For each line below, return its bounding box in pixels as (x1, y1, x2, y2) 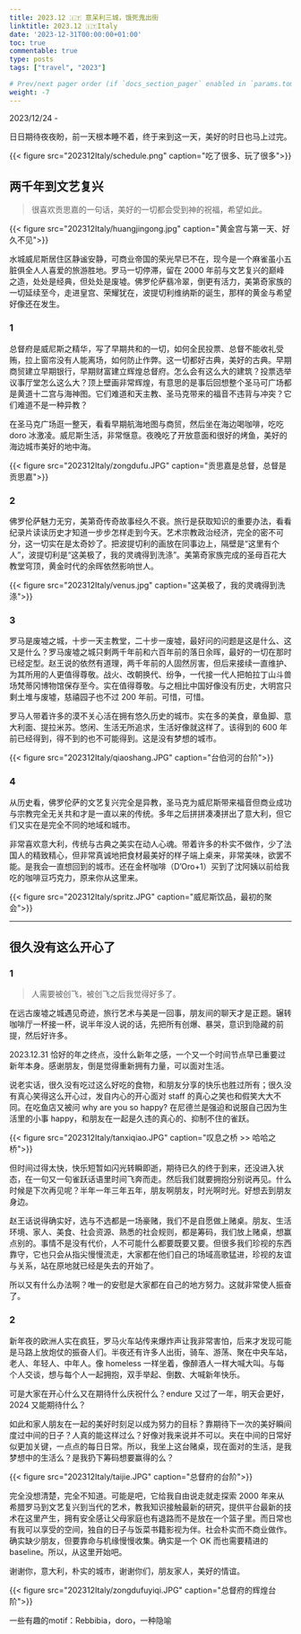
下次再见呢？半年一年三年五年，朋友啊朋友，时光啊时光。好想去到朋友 (32, 1185, 292, 1196)
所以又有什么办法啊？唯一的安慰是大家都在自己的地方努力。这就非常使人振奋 (9, 1279, 292, 1290)
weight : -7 (9, 87, 50, 97)
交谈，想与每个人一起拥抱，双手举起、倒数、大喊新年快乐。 (24, 1369, 245, 1380)
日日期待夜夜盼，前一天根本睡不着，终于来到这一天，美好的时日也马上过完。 (9, 131, 292, 142)
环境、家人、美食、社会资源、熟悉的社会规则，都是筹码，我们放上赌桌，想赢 (9, 1227, 292, 1238)
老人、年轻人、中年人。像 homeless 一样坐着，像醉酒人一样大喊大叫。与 (9, 1357, 278, 1368)
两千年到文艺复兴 (9, 179, 104, 194)
